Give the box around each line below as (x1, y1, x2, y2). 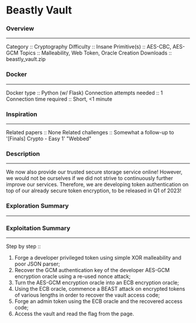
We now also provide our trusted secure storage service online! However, (6, 168, 183, 176)
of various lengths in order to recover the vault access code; (14, 291, 160, 298)
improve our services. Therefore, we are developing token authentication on (6, 181, 189, 188)
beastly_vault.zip (6, 56, 46, 63)
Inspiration (6, 110, 38, 118)
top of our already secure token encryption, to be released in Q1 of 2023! (6, 187, 182, 194)
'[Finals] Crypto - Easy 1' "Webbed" (6, 135, 92, 142)
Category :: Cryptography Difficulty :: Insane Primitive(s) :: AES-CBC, (6, 43, 171, 50)
